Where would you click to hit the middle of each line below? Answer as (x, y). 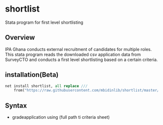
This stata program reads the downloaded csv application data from (73, 54)
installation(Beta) (32, 75)
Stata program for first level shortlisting (44, 22)
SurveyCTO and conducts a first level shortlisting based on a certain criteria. (81, 60)
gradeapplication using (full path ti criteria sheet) (61, 117)
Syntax (16, 105)
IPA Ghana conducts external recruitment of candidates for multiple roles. (78, 49)
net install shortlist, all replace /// (47, 86)
